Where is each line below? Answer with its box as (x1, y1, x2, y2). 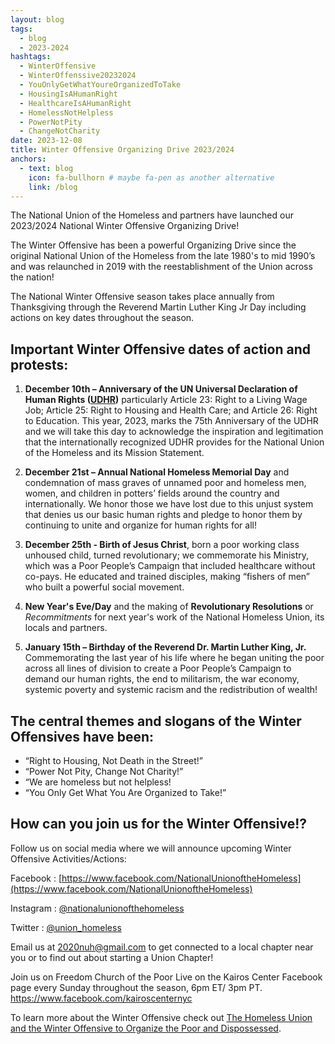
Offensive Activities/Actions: (10, 852, 127, 865)
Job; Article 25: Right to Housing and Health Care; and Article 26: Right (24, 404, 318, 416)
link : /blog (28, 182, 78, 192)
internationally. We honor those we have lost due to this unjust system (24, 498, 314, 510)
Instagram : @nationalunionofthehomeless (10, 902, 185, 914)
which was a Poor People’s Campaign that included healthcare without (24, 560, 316, 572)
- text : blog (19, 163, 74, 173)
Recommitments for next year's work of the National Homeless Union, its (24, 611, 325, 623)
